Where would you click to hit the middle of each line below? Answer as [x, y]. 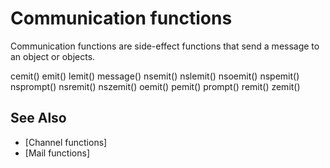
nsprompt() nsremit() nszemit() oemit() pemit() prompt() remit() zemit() [155, 86]
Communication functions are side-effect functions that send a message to [165, 46]
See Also [38, 118]
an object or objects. [53, 56]
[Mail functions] [57, 153]
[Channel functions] [66, 142]
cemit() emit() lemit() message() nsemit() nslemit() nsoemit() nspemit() [155, 76]
